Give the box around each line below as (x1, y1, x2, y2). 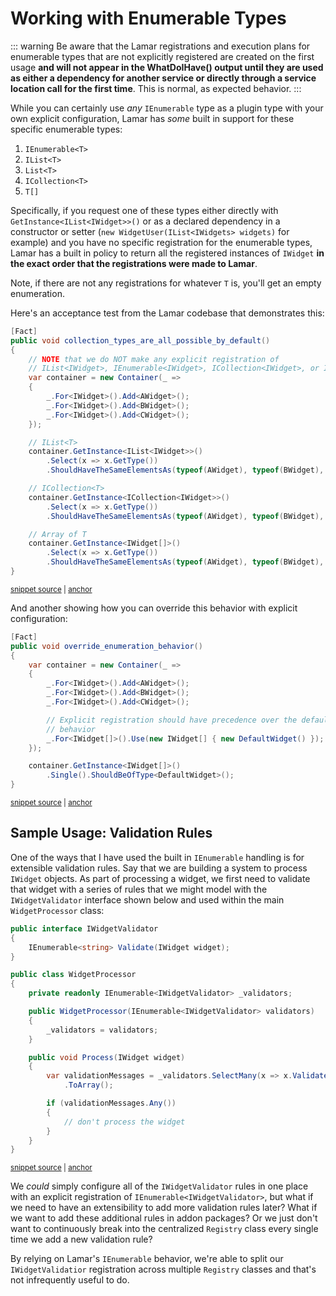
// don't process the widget (63, 1117, 186, 1127)
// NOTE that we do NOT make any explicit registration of (28, 354, 280, 364)
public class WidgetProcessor (10, 970, 137, 980)
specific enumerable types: (10, 123, 123, 135)
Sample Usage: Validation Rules (10, 825, 213, 842)
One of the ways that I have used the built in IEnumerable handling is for (10, 851, 305, 863)
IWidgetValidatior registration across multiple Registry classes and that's (10, 1263, 317, 1276)
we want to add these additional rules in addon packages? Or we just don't (10, 1212, 318, 1224)
